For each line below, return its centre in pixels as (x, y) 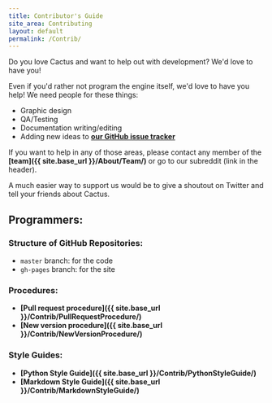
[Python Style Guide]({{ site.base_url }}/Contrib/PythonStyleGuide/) (138, 373)
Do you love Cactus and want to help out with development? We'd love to (131, 62)
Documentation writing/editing (71, 128)
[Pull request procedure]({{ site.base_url (90, 308)
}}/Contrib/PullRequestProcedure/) (81, 317)
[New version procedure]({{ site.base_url (91, 326)
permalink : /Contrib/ (45, 39)
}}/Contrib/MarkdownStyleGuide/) (80, 390)
